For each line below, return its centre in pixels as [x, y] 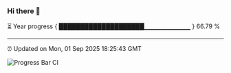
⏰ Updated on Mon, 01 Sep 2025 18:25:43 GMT [75, 49]
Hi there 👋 [24, 11]
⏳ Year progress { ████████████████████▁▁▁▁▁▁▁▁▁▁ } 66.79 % [114, 26]
